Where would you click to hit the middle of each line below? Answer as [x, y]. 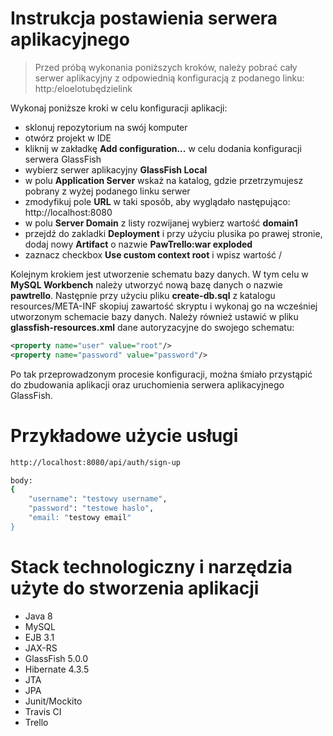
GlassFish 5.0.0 [56, 658]
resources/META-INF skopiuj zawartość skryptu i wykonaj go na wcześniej [164, 306]
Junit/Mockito [53, 701]
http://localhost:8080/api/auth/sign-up [96, 462]
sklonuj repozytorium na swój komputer [106, 127]
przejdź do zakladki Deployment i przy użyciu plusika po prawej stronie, [173, 233]
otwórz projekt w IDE [68, 138]
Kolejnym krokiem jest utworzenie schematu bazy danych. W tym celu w [159, 274]
